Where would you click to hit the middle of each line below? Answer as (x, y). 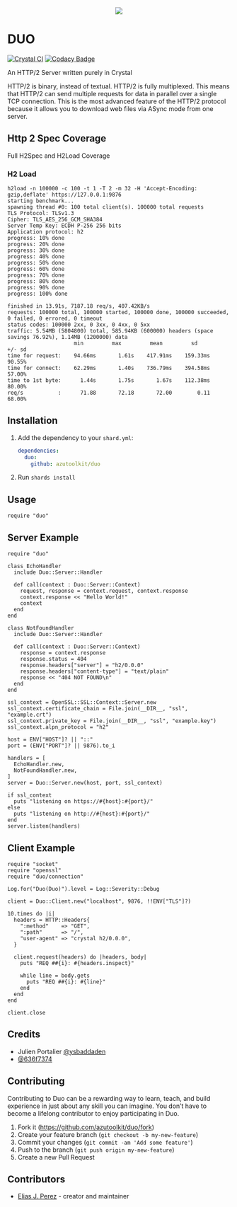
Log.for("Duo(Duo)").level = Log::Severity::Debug (83, 889)
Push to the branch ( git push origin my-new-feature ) (96, 1150)
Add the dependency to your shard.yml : (75, 437)
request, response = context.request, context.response (104, 591)
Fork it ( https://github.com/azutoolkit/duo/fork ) (86, 1127)
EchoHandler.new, (39, 764)
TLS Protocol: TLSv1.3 (41, 214)
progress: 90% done (36, 288)
